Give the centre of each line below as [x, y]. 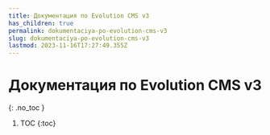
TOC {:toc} [38, 123]
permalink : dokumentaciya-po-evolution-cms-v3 [88, 31]
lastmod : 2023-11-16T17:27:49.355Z [68, 46]
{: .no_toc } [27, 108]
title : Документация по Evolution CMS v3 [79, 16]
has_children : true [41, 23]
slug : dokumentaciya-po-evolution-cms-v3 [79, 38]
